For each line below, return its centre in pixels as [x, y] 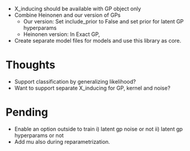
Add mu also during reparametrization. [62, 141]
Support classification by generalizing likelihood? [75, 81]
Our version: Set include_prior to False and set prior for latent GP [103, 21]
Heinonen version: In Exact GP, [62, 34]
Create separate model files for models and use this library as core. [98, 41]
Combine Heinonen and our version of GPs [67, 15]
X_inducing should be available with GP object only [78, 9]
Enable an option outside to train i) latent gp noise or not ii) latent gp [98, 129]
